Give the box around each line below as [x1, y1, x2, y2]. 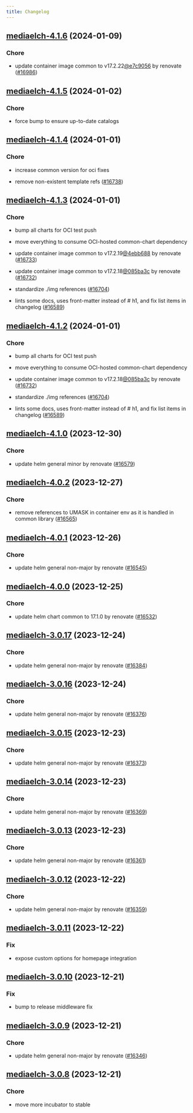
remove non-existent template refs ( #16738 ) [14, 177, 124, 185]
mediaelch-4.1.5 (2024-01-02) [6, 86, 122, 96]
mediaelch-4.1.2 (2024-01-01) [6, 321, 121, 331]
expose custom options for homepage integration [14, 954, 137, 962]
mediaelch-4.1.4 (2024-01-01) [6, 135, 121, 145]
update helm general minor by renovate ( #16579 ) [14, 460, 136, 467]
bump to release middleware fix [14, 1003, 93, 1010]
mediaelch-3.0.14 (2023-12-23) [6, 777, 127, 787]
